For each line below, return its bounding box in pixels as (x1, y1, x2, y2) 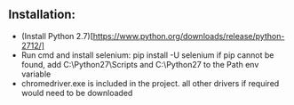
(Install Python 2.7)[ (20, 30, 94, 41)
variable (20, 69, 52, 79)
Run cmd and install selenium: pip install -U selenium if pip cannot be (20, 49, 274, 61)
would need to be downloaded (20, 87, 133, 98)
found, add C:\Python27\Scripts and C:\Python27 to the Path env (20, 59, 259, 69)
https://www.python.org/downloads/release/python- (92, 30, 285, 41)
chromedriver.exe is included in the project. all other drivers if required (20, 77, 280, 88)
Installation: (8, 7, 76, 22)
